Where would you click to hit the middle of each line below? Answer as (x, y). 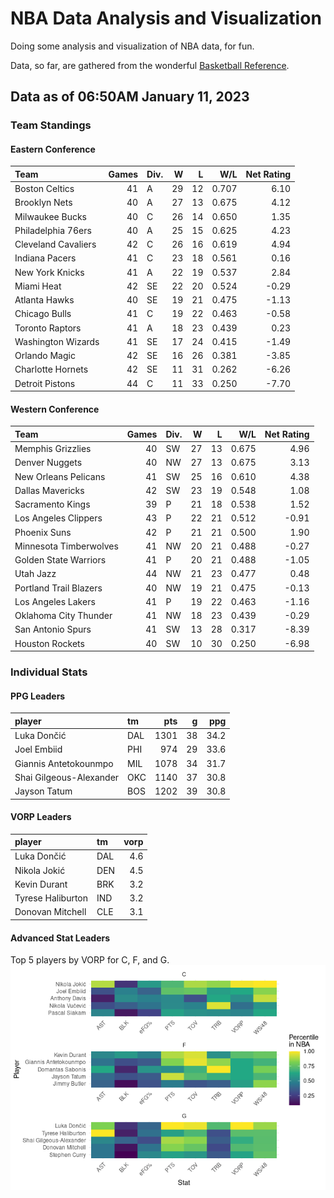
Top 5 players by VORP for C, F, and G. (90, 960)
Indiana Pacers (45, 258)
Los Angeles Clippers (58, 518)
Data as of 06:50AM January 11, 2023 (130, 97)
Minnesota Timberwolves (66, 546)
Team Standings (51, 125)
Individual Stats (49, 672)
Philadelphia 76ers (53, 230)
